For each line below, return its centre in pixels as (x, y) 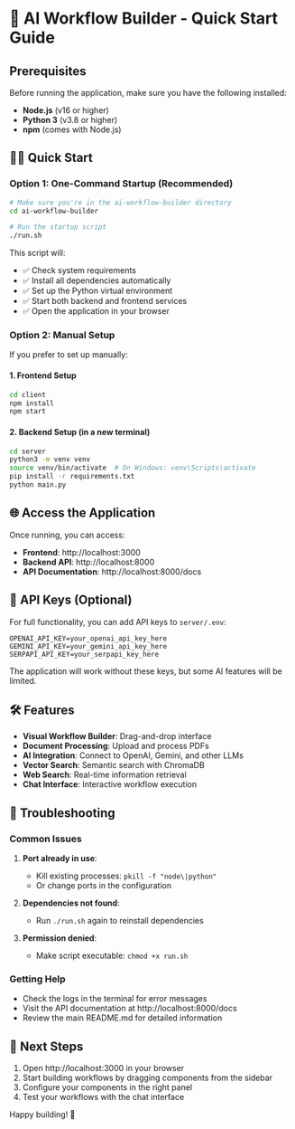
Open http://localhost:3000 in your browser (103, 1068)
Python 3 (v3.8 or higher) (70, 120)
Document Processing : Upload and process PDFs (115, 746)
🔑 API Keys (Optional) (71, 600)
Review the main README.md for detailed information (122, 1018)
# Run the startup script (58, 227)
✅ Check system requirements (79, 270)
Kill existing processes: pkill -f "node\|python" (126, 876)
